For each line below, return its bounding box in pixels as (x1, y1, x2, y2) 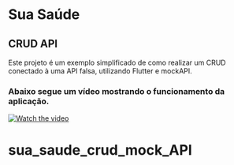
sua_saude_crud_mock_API (8, 141, 193, 159)
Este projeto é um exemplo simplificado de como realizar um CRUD (8, 58, 226, 67)
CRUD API (8, 37, 58, 51)
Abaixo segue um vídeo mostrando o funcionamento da (8, 85, 225, 96)
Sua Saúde (8, 6, 80, 24)
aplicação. (8, 96, 50, 107)
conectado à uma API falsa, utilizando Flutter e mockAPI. (8, 66, 193, 76)
